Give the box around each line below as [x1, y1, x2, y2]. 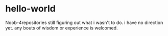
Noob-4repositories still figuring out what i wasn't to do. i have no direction [5, 19, 163, 25]
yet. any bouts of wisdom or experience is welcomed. [5, 24, 118, 30]
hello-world [5, 3, 56, 14]
